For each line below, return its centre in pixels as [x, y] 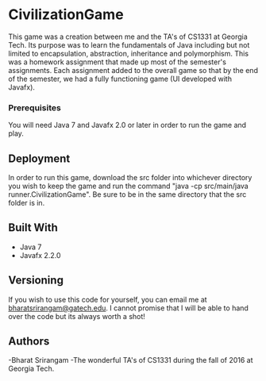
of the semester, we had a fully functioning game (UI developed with [120, 79]
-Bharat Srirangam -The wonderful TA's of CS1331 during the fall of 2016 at [131, 360]
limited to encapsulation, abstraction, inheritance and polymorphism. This [128, 53]
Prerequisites [35, 107]
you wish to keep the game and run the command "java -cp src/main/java [128, 186]
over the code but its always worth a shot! [77, 316]
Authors [29, 342]
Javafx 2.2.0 [40, 255]
